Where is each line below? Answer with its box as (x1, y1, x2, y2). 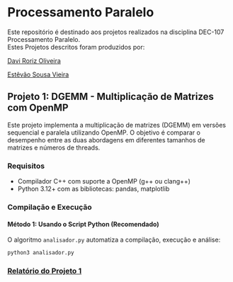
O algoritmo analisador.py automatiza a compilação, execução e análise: (7, 235, 221, 244)
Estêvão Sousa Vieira (7, 70, 69, 79)
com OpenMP (7, 102, 69, 114)
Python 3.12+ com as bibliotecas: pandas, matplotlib (17, 185, 170, 193)
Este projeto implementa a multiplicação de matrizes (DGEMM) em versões (7, 120, 227, 129)
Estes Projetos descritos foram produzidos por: (7, 43, 145, 51)
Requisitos (7, 161, 45, 171)
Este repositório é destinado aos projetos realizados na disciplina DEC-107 (7, 28, 225, 36)
